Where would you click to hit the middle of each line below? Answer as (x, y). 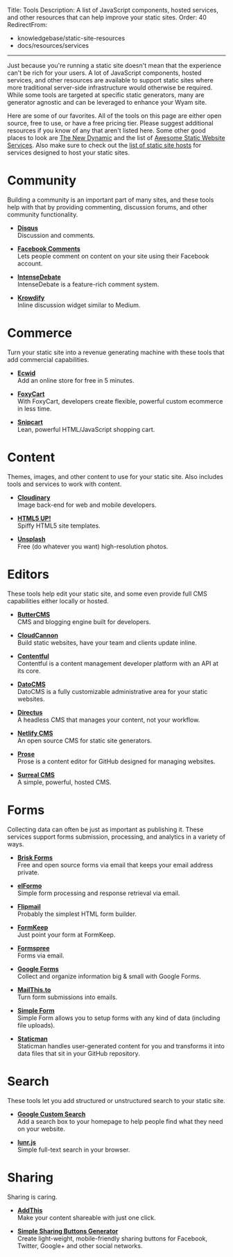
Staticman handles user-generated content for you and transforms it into (121, 1046)
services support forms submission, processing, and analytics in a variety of (116, 836)
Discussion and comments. (56, 235)
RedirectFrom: (27, 25)
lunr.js (27, 1142)
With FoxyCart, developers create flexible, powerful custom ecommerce (120, 401)
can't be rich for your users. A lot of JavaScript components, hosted (104, 73)
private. (28, 872)
